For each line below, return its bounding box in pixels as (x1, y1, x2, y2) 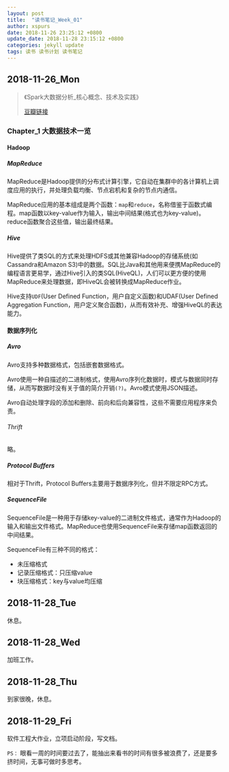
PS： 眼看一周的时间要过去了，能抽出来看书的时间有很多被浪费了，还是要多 (7, 749, 218, 758)
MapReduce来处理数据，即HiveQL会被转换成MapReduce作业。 (7, 278, 186, 286)
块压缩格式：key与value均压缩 (16, 577, 103, 585)
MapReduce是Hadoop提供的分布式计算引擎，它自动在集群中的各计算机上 (7, 178, 213, 186)
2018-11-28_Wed (7, 637, 81, 649)
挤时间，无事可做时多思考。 (7, 758, 85, 766)
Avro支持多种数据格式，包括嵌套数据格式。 (7, 361, 129, 369)
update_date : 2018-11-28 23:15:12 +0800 (7, 36, 124, 43)
